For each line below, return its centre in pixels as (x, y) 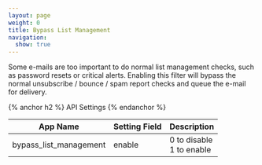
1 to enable (190, 150)
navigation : (28, 37)
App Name (59, 126)
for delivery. (28, 92)
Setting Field (138, 126)
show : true (33, 45)
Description (192, 126)
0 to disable (191, 140)
